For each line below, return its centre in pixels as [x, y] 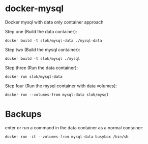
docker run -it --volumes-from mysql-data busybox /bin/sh [67, 137]
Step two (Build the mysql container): [43, 49]
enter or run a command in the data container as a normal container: [74, 127]
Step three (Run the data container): [42, 68]
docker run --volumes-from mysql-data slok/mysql [57, 95]
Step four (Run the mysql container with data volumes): [61, 86]
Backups [23, 114]
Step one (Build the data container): [41, 31]
